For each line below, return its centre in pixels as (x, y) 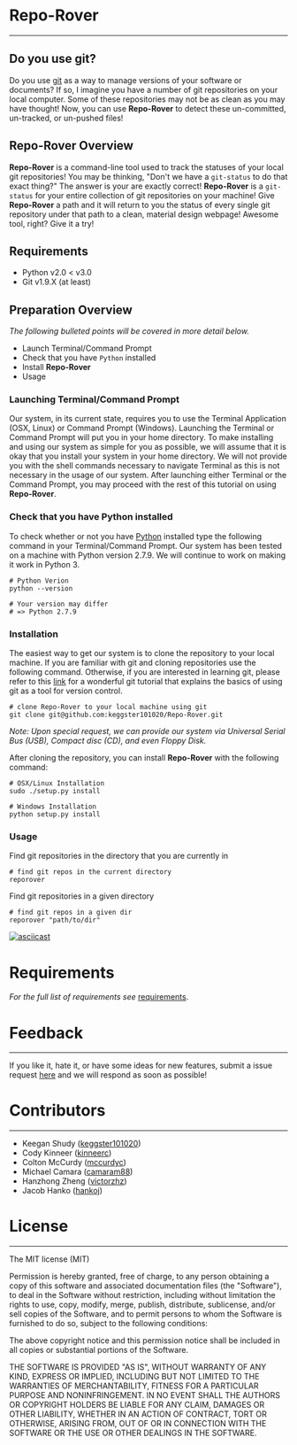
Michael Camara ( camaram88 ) (77, 1172)
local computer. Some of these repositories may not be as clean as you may (147, 99)
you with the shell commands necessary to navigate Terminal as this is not (145, 466)
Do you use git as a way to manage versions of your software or (126, 80)
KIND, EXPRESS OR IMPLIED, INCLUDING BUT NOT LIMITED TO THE (134, 1377)
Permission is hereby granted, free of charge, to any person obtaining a (139, 1277)
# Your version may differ (59, 604)
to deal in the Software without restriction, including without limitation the (142, 1295)
